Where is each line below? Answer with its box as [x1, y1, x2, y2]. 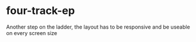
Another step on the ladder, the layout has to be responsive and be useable [6, 23, 190, 30]
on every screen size [6, 29, 58, 36]
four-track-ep [6, 4, 75, 17]
